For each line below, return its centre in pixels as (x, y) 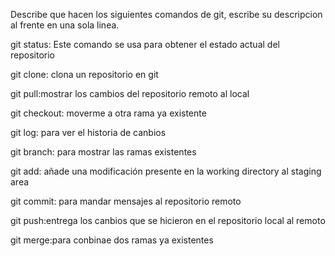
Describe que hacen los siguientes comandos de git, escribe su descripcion (166, 14)
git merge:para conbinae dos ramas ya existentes (112, 240)
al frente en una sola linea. (65, 25)
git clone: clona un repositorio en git (84, 74)
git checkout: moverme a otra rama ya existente (108, 113)
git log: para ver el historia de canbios (88, 132)
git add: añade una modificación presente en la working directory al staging (166, 171)
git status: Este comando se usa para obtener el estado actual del (145, 44)
